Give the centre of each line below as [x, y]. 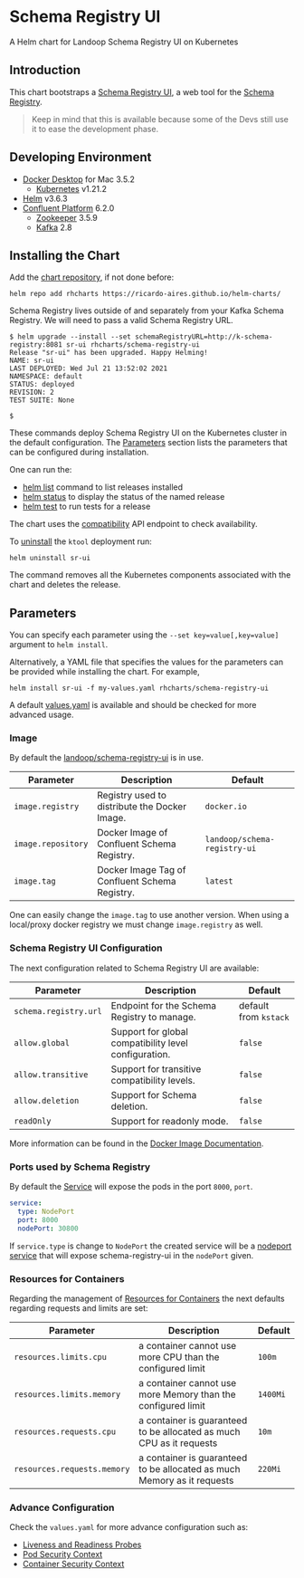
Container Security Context [73, 1564]
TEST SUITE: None [42, 400]
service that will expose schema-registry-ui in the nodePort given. [132, 1255]
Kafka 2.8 [54, 227]
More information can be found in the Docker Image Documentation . [137, 1143]
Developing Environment [81, 157]
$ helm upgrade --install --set [70, 337]
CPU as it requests [178, 1443]
